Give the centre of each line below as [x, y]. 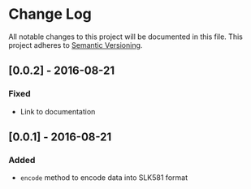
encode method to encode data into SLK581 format [104, 178]
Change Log [50, 14]
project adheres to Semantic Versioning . [76, 45]
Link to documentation [58, 111]
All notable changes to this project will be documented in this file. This [126, 37]
